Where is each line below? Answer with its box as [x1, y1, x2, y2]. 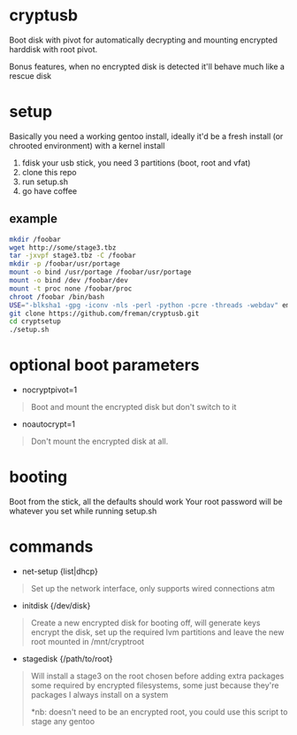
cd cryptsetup [9, 317, 62, 326]
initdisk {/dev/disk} [21, 600, 91, 611]
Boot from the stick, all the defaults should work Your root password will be [9, 497, 283, 507]
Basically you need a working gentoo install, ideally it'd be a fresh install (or [9, 130, 284, 142]
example [9, 212, 58, 227]
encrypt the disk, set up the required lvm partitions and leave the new [30, 627, 285, 638]
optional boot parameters [9, 355, 201, 375]
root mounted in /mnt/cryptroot [30, 637, 145, 646]
